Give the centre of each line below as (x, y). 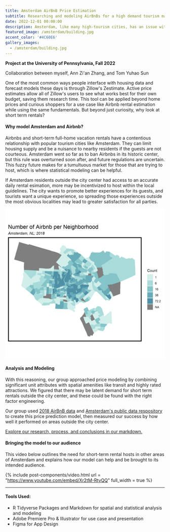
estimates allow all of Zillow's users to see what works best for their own (81, 93)
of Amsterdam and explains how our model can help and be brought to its (82, 460)
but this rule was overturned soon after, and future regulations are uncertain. (85, 159)
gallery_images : (22, 43)
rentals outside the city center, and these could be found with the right (79, 396)
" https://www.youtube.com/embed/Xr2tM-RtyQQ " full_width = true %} (79, 480)
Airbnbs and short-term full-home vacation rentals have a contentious (78, 138)
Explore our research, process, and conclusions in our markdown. (74, 431)
